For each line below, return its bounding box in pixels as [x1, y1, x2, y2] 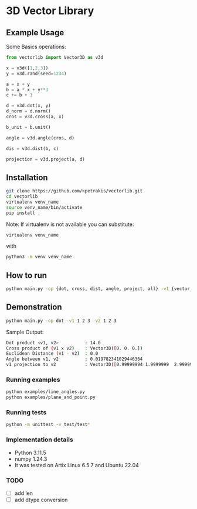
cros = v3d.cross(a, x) [6, 114, 64, 119]
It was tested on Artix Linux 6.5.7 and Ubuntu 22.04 [14, 461, 140, 468]
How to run [6, 270, 47, 280]
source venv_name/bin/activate [6, 204, 83, 210]
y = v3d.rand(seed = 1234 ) [6, 71, 67, 76]
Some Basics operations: [6, 43, 66, 50]
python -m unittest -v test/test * [6, 422, 91, 428]
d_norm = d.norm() [6, 108, 51, 114]
